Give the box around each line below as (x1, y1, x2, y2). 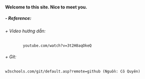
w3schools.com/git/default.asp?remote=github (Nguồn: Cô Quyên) (5, 69, 141, 74)
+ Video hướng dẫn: (5, 28, 46, 34)
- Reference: (5, 15, 32, 21)
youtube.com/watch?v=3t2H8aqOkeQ (23, 43, 92, 48)
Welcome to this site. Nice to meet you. (5, 4, 88, 10)
